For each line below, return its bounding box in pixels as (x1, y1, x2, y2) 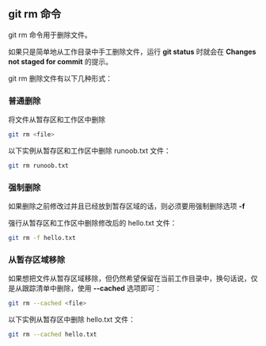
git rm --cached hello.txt (8, 331, 97, 339)
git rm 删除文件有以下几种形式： (8, 74, 113, 83)
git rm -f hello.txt (8, 234, 77, 242)
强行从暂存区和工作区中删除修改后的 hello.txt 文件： (8, 219, 177, 228)
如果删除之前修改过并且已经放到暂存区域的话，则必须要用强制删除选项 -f (8, 201, 245, 211)
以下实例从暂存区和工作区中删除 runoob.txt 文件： (8, 146, 172, 155)
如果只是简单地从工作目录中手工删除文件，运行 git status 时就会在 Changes (8, 47, 256, 56)
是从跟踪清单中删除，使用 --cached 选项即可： (8, 283, 162, 293)
